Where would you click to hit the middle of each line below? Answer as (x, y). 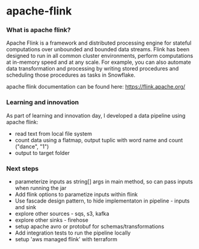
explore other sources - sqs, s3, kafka (62, 214)
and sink (26, 207)
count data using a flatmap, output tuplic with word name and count (99, 140)
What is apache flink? (38, 30)
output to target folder (42, 153)
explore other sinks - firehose (51, 220)
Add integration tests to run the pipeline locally (73, 233)
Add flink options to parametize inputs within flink (76, 195)
